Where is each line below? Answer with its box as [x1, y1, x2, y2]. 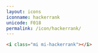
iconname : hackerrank [6, 14, 60, 20]
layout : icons [6, 8, 42, 15]
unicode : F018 [6, 20, 42, 26]
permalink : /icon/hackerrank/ [6, 25, 82, 32]
